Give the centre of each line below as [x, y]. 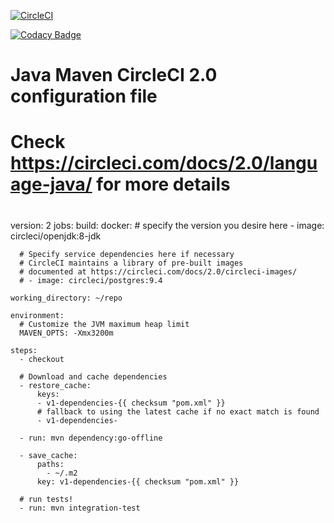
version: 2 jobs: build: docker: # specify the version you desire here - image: [167, 225]
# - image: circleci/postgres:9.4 [91, 280]
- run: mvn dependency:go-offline [91, 438]
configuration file [84, 96]
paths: [50, 464]
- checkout [42, 359]
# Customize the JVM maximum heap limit [104, 324]
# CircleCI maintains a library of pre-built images [131, 263]
